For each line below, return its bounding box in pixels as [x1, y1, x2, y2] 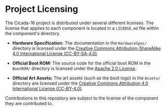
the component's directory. [5, 30, 61, 36]
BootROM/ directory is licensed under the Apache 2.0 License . [12, 65, 137, 71]
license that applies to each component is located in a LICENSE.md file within [5, 25, 159, 31]
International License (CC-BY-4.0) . [12, 85, 83, 91]
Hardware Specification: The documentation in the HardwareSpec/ [12, 40, 147, 46]
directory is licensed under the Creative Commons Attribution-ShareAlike [12, 45, 161, 51]
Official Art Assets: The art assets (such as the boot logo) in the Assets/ [12, 75, 161, 81]
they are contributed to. [5, 100, 53, 106]
